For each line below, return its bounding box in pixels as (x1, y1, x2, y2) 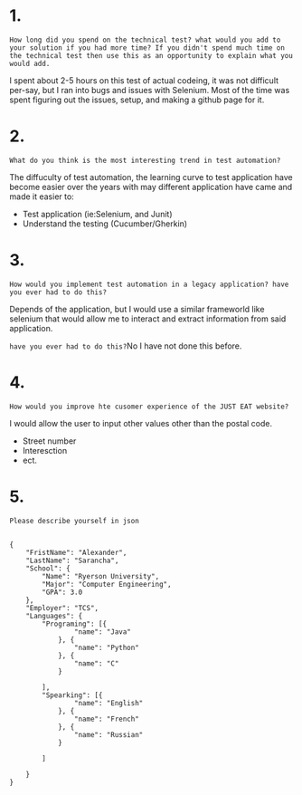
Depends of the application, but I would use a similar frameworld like (9, 303, 265, 314)
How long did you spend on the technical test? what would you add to (9, 35, 281, 44)
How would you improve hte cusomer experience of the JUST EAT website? (9, 402, 289, 411)
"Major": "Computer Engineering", (42, 579, 172, 589)
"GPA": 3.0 (42, 588, 83, 597)
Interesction (22, 445, 68, 455)
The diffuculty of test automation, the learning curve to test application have (9, 171, 293, 182)
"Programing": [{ (42, 619, 107, 628)
